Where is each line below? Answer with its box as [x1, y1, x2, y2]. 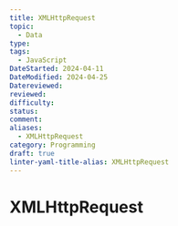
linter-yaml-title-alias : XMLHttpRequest [9, 157, 170, 167]
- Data [17, 30, 43, 39]
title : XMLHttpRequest [9, 13, 96, 23]
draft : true [9, 149, 55, 158]
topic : [9, 22, 35, 31]
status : [9, 107, 39, 116]
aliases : [9, 124, 43, 133]
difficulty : [9, 98, 55, 108]
